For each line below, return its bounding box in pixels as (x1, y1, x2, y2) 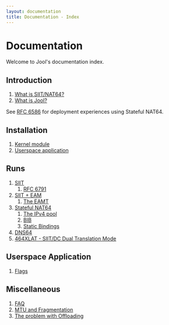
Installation (6, 125, 48, 135)
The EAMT (23, 198, 49, 205)
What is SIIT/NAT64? (14, 91, 65, 98)
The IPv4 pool (23, 210, 57, 217)
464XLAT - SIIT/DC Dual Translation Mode (14, 235, 117, 242)
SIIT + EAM (14, 191, 42, 198)
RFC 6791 (23, 185, 47, 193)
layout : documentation (6, 8, 61, 15)
